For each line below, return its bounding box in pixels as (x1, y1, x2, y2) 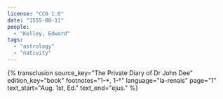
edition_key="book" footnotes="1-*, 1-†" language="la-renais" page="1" (7, 76, 217, 84)
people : (7, 23, 30, 30)
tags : (7, 37, 23, 44)
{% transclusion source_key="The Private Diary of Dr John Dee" (7, 68, 194, 77)
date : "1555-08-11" (7, 17, 65, 24)
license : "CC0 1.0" (7, 10, 65, 18)
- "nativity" (13, 50, 52, 57)
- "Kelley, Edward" (13, 29, 71, 37)
